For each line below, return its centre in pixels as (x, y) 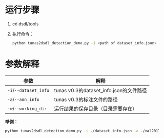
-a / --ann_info (23, 99)
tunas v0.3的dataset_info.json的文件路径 (101, 90)
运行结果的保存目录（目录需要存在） (96, 109)
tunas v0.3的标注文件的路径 (86, 99)
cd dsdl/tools (25, 24)
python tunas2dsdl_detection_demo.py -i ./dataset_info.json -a (72, 131)
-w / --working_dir (27, 108)
